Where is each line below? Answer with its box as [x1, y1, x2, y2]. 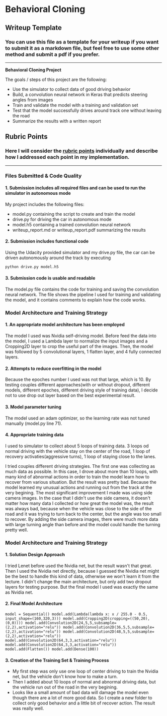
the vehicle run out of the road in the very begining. [12, 684, 118, 690]
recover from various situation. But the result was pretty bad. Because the [5, 479, 157, 485]
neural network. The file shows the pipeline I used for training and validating [5, 291, 161, 298]
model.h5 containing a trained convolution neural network [12, 221, 131, 228]
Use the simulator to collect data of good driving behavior [12, 86, 131, 92]
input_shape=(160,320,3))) [5, 616, 61, 621]
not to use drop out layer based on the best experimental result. [5, 392, 136, 398]
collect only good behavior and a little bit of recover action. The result [12, 700, 156, 706]
